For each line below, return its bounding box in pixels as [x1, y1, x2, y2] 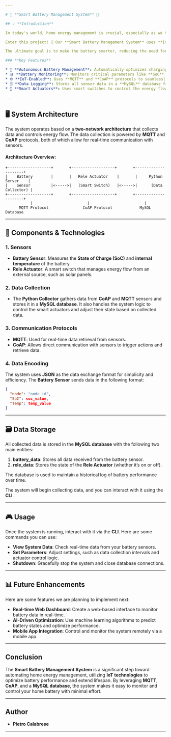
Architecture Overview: [5, 154, 56, 160]
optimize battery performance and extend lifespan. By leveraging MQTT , [5, 677, 158, 683]
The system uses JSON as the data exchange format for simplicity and [5, 371, 154, 377]
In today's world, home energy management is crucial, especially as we [5, 30, 163, 36]
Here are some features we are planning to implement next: [5, 596, 130, 603]
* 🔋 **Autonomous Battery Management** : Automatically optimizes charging [5, 67, 167, 72]
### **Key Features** [5, 58, 51, 63]
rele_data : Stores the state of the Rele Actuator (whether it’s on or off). [12, 462, 162, 468]
